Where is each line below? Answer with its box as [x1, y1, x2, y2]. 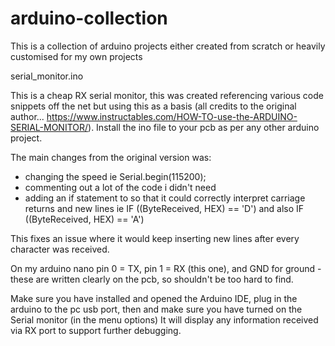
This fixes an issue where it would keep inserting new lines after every [10, 232, 300, 244]
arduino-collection [10, 7, 168, 30]
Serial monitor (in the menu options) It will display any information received [10, 313, 319, 326]
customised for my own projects [10, 50, 143, 62]
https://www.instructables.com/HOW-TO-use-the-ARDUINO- [46, 110, 298, 122]
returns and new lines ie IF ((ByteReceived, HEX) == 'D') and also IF [24, 202, 305, 214]
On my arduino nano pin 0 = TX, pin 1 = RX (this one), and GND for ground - [10, 262, 322, 274]
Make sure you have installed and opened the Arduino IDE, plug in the [10, 292, 298, 304]
